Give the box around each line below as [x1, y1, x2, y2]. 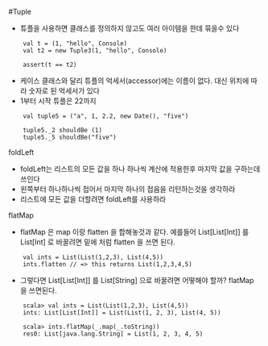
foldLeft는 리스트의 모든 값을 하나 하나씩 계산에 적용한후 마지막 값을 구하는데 [19, 165, 261, 173]
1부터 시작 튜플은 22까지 [19, 96, 97, 106]
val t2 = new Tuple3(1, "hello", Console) [23, 47, 167, 55]
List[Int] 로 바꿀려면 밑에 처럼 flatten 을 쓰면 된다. [19, 237, 175, 247]
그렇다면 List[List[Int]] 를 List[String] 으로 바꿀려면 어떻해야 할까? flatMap [19, 276, 254, 285]
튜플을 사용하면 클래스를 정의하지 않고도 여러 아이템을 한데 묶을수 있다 [19, 23, 240, 33]
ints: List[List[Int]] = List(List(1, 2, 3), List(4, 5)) [23, 309, 221, 317]
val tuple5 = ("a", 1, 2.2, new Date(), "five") [23, 112, 189, 120]
